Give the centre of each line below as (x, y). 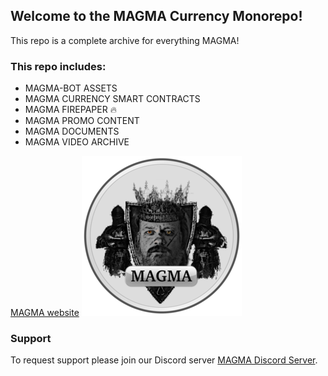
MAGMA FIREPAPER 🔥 (70, 110)
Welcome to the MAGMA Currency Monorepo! (156, 16)
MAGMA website (45, 313)
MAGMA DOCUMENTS (72, 131)
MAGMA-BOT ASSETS (71, 88)
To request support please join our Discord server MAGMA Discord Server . (164, 360)
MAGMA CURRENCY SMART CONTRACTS (112, 99)
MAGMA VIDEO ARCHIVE (77, 142)
